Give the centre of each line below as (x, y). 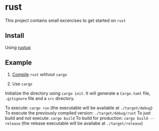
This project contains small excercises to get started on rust (65, 20)
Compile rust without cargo (39, 74)
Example (18, 63)
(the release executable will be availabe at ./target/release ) (82, 123)
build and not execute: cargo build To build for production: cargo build (77, 118)
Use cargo (22, 83)
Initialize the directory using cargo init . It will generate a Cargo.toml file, (78, 93)
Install (15, 36)
